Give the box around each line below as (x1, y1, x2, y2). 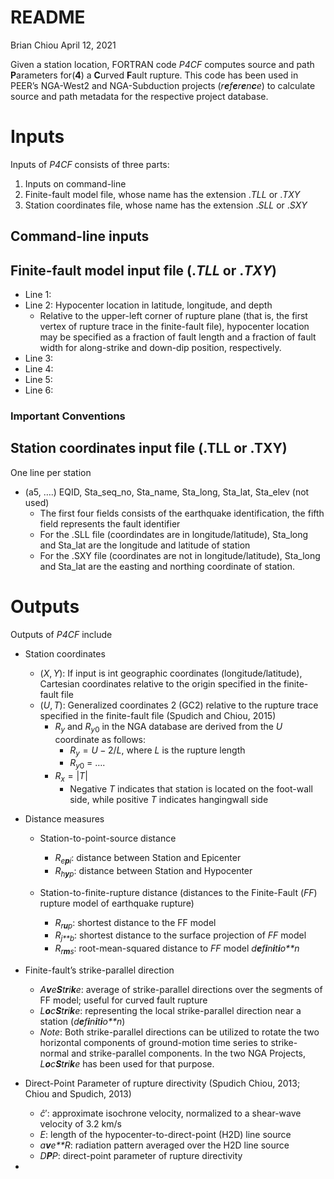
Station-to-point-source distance (39, 832, 177, 844)
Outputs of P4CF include (10, 628, 113, 640)
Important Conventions (10, 409, 126, 423)
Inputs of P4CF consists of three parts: (10, 158, 170, 170)
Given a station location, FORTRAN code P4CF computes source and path (10, 58, 315, 70)
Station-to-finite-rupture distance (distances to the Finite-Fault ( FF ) (39, 886, 318, 898)
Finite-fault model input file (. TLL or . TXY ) (10, 262, 277, 279)
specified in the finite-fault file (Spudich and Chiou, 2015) (39, 709, 277, 721)
